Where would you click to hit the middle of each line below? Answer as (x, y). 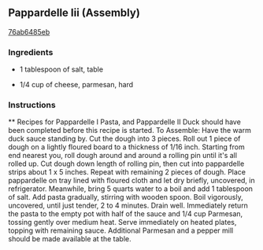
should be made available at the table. (70, 239)
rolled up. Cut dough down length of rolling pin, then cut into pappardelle (126, 164)
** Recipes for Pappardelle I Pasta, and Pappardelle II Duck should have (125, 122)
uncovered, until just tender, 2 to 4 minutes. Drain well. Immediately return (128, 206)
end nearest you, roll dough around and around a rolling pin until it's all (123, 156)
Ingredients (31, 52)
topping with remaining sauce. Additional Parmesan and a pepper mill (121, 230)
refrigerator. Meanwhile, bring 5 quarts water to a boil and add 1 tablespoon (131, 189)
